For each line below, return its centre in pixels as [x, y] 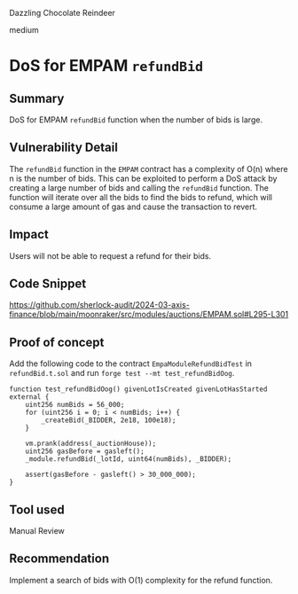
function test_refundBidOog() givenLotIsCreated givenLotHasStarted [138, 389]
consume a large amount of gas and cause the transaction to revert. [133, 207]
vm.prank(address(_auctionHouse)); [91, 444]
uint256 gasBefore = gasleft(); [85, 451]
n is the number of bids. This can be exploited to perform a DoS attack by [143, 178]
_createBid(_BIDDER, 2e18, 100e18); [109, 420]
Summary [37, 98]
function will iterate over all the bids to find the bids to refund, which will [141, 197]
